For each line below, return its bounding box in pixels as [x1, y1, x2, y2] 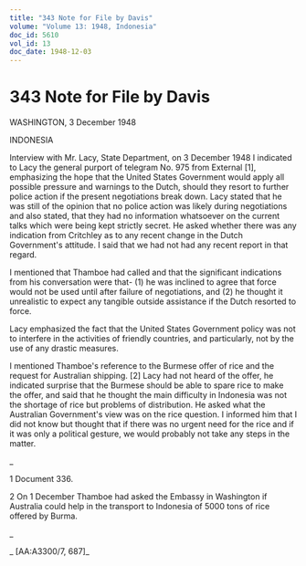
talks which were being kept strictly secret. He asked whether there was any [9, 220, 297, 231]
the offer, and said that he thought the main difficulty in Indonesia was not [9, 390, 288, 401]
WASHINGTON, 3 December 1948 [9, 117, 137, 128]
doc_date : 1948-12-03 [9, 47, 92, 57]
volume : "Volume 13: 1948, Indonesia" [9, 22, 157, 31]
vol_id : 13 [9, 38, 51, 48]
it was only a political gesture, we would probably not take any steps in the [9, 428, 290, 439]
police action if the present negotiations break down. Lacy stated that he [9, 191, 282, 202]
